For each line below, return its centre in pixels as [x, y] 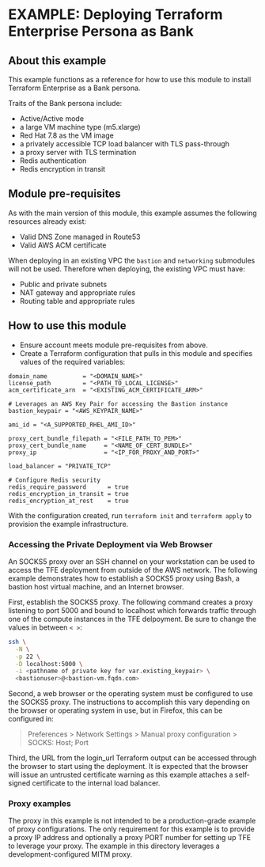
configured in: [31, 719]
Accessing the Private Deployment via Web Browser [110, 544]
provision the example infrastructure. [68, 524]
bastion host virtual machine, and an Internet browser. [96, 586]
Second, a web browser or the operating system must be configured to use [131, 694]
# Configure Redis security [55, 480]
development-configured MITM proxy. [70, 854]
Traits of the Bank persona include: [65, 103]
